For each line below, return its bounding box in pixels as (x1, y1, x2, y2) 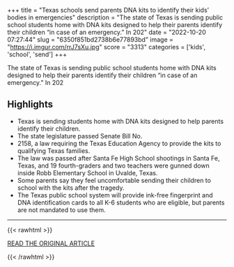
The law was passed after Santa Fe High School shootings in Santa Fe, (17, 154, 220, 162)
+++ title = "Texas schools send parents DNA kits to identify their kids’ (7, 6, 209, 14)
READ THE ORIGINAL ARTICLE (7, 239, 95, 248)
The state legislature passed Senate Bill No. (17, 131, 143, 140)
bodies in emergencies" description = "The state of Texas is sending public (7, 13, 224, 22)
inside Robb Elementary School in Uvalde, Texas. (17, 168, 158, 177)
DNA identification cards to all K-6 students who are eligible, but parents (17, 198, 225, 207)
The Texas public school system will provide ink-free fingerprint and (17, 191, 214, 199)
